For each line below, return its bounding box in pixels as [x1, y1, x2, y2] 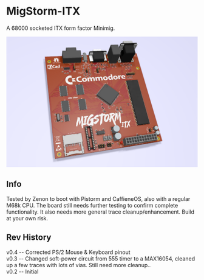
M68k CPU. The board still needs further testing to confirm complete [6, 201, 178, 209]
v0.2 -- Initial [6, 268, 39, 275]
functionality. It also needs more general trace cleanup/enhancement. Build [6, 208, 195, 215]
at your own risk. [6, 214, 49, 222]
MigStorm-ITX [6, 4, 81, 18]
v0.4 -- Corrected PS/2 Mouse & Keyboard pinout [6, 248, 131, 256]
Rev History [6, 233, 52, 243]
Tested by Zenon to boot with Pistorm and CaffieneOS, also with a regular [6, 195, 191, 202]
